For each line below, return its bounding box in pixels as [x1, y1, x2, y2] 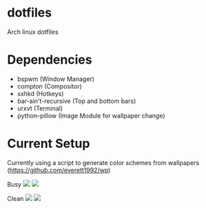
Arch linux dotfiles [7, 28, 59, 36]
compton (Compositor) [17, 82, 83, 91]
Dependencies [7, 52, 92, 68]
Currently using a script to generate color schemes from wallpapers [7, 158, 200, 167]
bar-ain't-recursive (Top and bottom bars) [17, 97, 136, 105]
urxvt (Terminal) [17, 104, 63, 112]
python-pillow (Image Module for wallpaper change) [17, 111, 165, 120]
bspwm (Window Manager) [17, 75, 95, 83]
